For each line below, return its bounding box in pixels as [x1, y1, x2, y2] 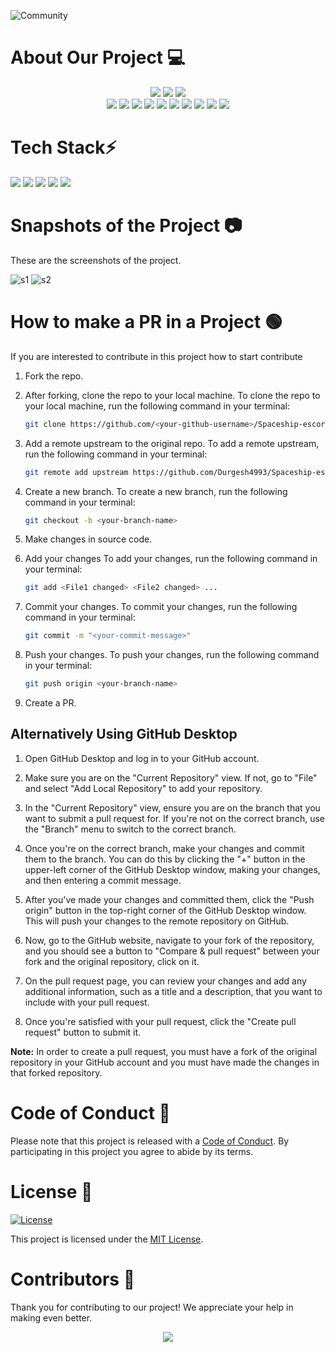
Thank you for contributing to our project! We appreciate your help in [10, 1301, 294, 1313]
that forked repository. [10, 1066, 103, 1079]
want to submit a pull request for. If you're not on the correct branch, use [24, 812, 325, 824]
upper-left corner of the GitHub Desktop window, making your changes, [24, 863, 321, 875]
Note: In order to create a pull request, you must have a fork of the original [10, 1045, 318, 1057]
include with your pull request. [24, 996, 150, 1008]
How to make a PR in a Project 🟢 [10, 311, 283, 333]
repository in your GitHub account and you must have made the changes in [10, 1056, 320, 1068]
